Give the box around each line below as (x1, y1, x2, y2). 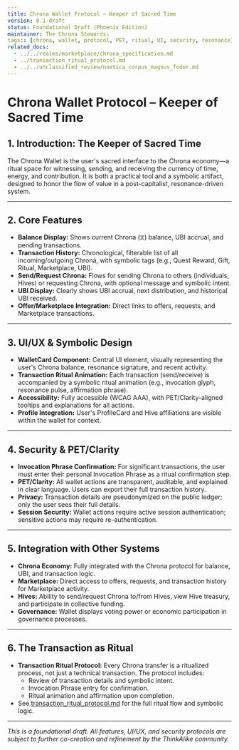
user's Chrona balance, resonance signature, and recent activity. (17, 363, 208, 371)
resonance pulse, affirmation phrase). (17, 386, 128, 394)
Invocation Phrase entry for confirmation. (28, 684, 149, 692)
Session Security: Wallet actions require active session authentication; (17, 508, 226, 517)
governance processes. (17, 615, 87, 623)
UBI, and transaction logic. (17, 569, 96, 577)
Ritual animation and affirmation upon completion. (28, 691, 175, 699)
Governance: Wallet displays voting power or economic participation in (17, 607, 227, 615)
